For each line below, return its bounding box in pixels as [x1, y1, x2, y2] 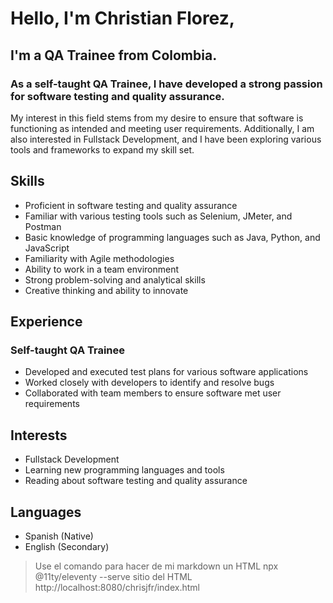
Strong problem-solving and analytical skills [24, 273, 206, 286]
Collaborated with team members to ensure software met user [24, 387, 282, 399]
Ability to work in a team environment [24, 263, 180, 275]
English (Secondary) [24, 541, 110, 552]
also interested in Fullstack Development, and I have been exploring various [10, 133, 322, 145]
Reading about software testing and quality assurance [24, 475, 248, 487]
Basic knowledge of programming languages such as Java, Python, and [24, 231, 321, 243]
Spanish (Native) [24, 530, 94, 542]
